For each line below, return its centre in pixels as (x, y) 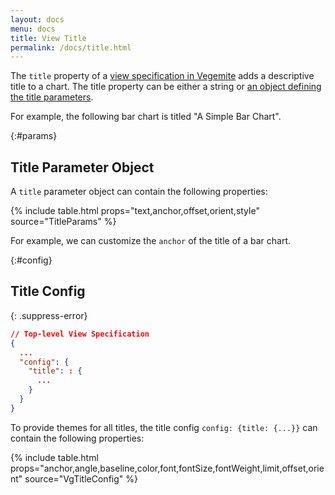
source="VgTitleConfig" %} (81, 478)
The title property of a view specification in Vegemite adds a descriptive (162, 76)
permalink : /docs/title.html (71, 47)
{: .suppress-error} (49, 315)
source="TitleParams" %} (63, 222)
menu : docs (33, 29)
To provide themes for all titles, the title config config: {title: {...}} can (164, 427)
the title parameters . (52, 97)
